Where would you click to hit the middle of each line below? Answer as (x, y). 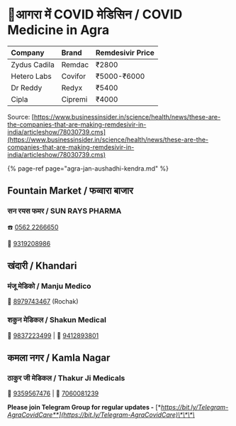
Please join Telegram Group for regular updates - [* (84, 408)
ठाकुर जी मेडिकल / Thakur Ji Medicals (66, 378)
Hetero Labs (31, 76)
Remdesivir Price (125, 53)
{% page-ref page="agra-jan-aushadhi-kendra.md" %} (88, 168)
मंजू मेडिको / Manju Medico (49, 286)
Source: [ (21, 117)
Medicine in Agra (58, 30)
